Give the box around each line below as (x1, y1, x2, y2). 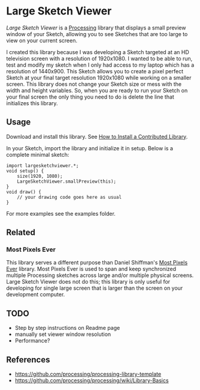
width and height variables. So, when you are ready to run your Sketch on (6, 87, 188, 94)
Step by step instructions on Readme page (14, 324, 120, 332)
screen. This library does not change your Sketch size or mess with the (6, 80, 182, 88)
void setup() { (6, 168, 44, 174)
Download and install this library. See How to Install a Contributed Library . (6, 133, 188, 140)
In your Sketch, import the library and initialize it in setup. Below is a (6, 144, 174, 151)
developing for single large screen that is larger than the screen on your (6, 284, 183, 292)
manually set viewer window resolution (14, 331, 111, 338)
